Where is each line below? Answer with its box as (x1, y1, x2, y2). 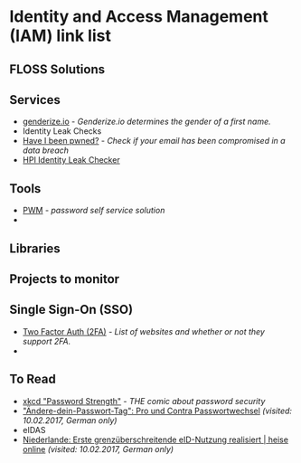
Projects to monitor (9, 271, 120, 287)
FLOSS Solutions (9, 61, 106, 77)
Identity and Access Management (9, 6, 268, 27)
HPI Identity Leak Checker (22, 155, 120, 165)
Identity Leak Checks (22, 126, 102, 137)
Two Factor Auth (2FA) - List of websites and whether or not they (22, 326, 265, 336)
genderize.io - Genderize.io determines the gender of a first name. (22, 116, 271, 128)
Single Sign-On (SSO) (9, 302, 134, 317)
